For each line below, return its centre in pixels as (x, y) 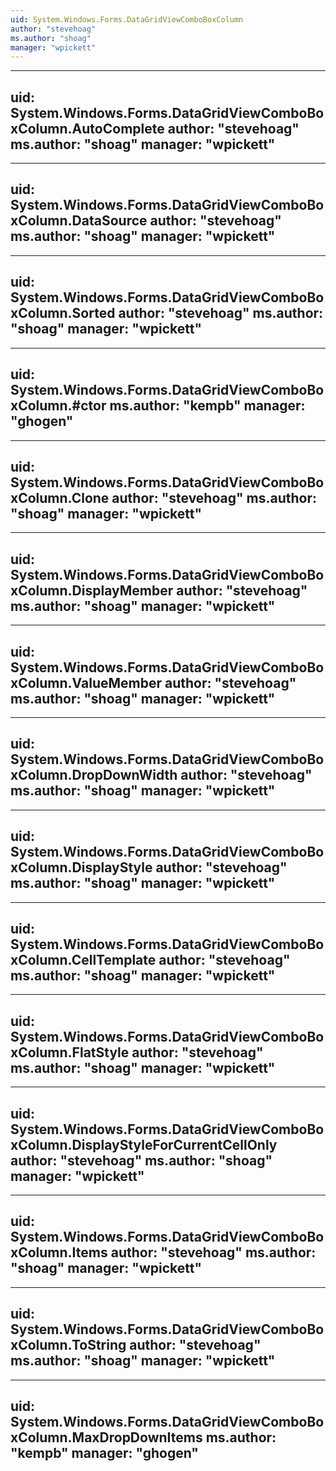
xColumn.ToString (68, 1345)
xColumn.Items (59, 1252)
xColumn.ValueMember (86, 682)
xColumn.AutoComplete (87, 128)
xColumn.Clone (60, 497)
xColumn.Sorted (63, 313)
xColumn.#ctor (58, 406)
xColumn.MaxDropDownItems (106, 1437)
